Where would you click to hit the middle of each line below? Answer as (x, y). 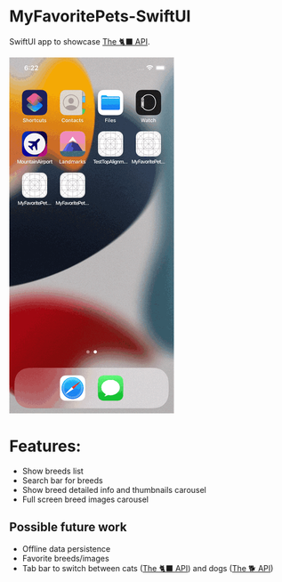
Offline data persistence (66, 548)
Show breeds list (53, 471)
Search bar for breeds (63, 480)
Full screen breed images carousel (85, 499)
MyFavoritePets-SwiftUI (100, 16)
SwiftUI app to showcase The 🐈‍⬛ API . (80, 41)
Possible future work (68, 527)
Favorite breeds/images (65, 558)
